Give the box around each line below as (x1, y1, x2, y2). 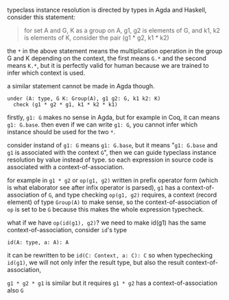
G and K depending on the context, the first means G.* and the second (7, 54, 207, 62)
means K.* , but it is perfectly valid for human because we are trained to (7, 62, 209, 69)
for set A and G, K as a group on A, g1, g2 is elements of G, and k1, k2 (23, 27, 221, 34)
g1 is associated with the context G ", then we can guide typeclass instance (7, 149, 217, 156)
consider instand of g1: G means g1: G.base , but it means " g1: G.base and (7, 141, 218, 149)
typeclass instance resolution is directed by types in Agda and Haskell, (7, 6, 207, 14)
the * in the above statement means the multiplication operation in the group (7, 47, 223, 55)
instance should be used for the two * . (7, 128, 116, 136)
